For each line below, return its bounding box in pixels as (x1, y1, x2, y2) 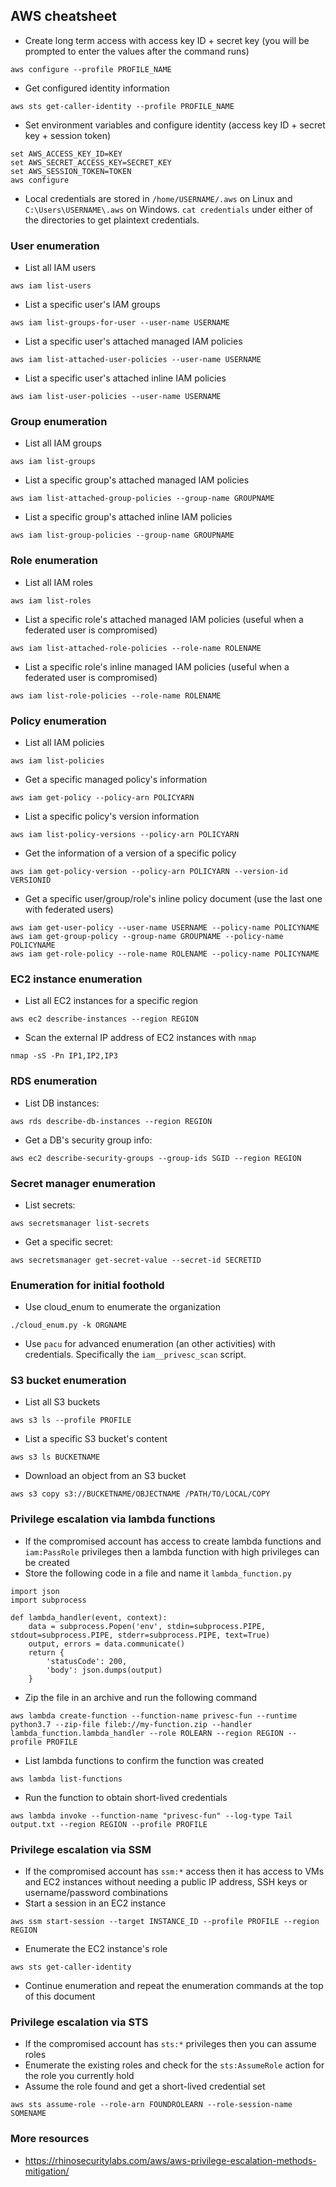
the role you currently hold (24, 2070, 135, 2082)
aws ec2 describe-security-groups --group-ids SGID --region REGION (10, 1153, 302, 1163)
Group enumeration (10, 415, 108, 429)
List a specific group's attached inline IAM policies (24, 511, 233, 523)
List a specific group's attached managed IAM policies (24, 474, 250, 486)
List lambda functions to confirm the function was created (24, 1754, 265, 1766)
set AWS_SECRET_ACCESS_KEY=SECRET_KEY (10, 157, 172, 168)
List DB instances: (24, 1097, 100, 1109)
